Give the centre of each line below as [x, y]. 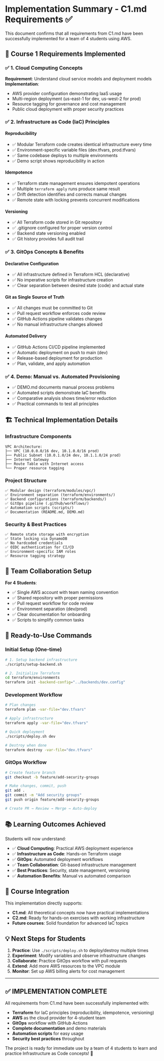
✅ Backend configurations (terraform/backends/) [56, 499]
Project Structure [26, 480]
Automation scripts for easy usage [48, 1034]
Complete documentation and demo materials [59, 1028]
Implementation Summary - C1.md [76, 9]
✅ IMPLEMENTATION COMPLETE [56, 991]
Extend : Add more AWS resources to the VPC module [66, 966]
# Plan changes [20, 705]
